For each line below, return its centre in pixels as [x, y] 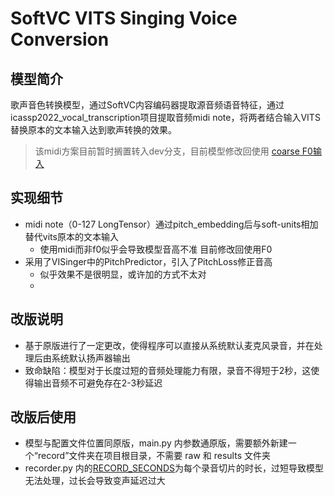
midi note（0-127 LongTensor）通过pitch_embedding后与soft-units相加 [171, 224]
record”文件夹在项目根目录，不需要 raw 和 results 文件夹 [154, 456]
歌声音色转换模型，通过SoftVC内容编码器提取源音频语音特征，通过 [147, 105]
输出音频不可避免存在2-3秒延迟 [98, 383]
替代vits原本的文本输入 [71, 236]
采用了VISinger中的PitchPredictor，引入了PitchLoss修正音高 [148, 261]
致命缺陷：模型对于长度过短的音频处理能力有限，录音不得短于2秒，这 [168, 370]
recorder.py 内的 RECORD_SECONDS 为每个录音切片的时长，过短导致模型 [174, 468]
